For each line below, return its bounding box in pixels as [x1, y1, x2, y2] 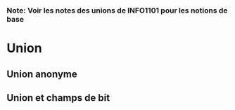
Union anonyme [6, 68, 78, 80]
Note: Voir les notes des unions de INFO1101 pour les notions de [6, 6, 228, 15]
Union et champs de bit [6, 92, 110, 104]
